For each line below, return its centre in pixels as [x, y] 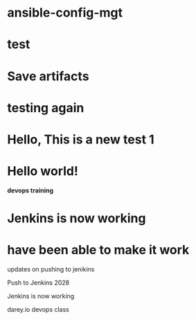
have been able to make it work [98, 250]
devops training [30, 190]
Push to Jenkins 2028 [38, 283]
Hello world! [43, 171]
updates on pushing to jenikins [51, 269]
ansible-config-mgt [65, 13]
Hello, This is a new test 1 [81, 139]
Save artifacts [48, 76]
